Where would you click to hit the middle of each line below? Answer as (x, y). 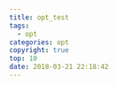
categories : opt (39, 42)
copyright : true (39, 50)
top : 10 (23, 58)
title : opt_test (39, 17)
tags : (19, 26)
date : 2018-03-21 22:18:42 (59, 67)
